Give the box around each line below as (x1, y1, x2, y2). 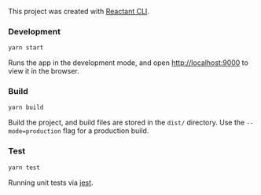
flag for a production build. (62, 126, 149, 135)
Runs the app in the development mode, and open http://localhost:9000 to (8, 58, 249, 67)
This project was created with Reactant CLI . (8, 7, 149, 16)
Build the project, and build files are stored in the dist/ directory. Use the (8, 117, 245, 128)
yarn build (8, 103, 44, 112)
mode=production (8, 128, 61, 135)
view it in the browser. (8, 67, 80, 76)
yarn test (8, 164, 41, 172)
